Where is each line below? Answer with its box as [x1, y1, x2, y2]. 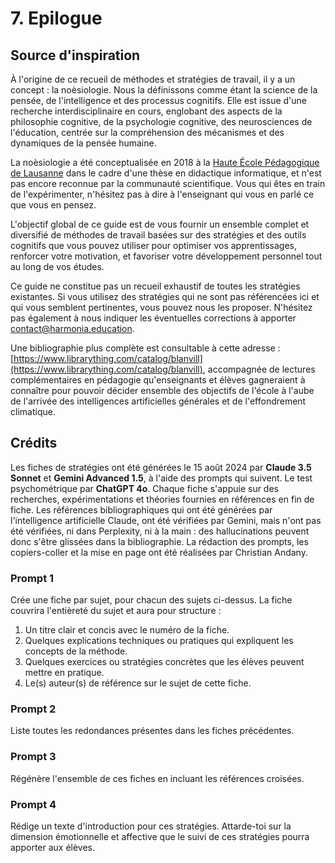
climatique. [10, 406, 56, 417]
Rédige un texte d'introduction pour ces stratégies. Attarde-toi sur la [10, 820, 292, 832]
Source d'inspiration [10, 47, 141, 64]
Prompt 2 [10, 702, 57, 716]
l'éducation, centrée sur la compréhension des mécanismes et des [10, 127, 285, 138]
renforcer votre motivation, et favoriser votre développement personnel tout [10, 250, 323, 262]
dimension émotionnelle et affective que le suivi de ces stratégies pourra [10, 831, 310, 842]
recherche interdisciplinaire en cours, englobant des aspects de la [10, 105, 283, 117]
